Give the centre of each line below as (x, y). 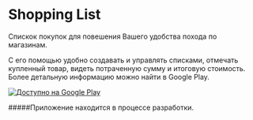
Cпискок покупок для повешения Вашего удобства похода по (113, 36)
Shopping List (55, 15)
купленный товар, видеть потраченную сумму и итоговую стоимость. (127, 68)
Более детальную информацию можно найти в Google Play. (109, 77)
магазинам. (28, 44)
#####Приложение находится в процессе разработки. (101, 107)
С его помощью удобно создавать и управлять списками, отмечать (123, 60)
